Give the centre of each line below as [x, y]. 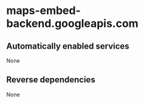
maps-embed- [43, 11]
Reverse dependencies [51, 80]
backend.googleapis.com [72, 23]
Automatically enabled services [68, 46]
